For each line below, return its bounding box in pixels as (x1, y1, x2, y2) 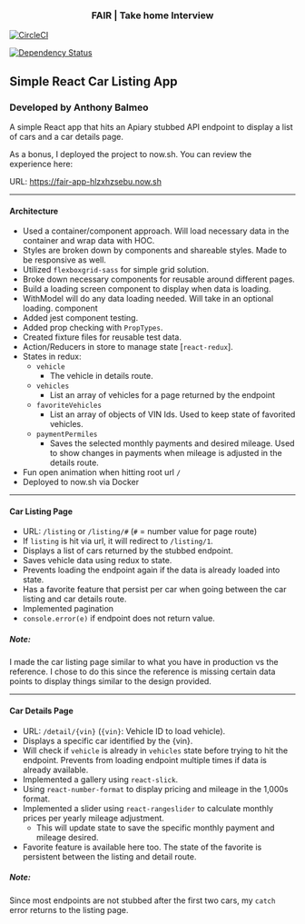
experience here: (9, 158, 74, 169)
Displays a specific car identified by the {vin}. (22, 735, 193, 746)
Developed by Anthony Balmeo (9, 101, 149, 114)
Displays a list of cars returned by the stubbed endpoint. (22, 545, 233, 556)
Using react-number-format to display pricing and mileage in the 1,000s (22, 783, 289, 794)
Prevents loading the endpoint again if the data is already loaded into (22, 564, 280, 576)
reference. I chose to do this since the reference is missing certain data (9, 666, 276, 677)
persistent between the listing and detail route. (22, 850, 197, 862)
